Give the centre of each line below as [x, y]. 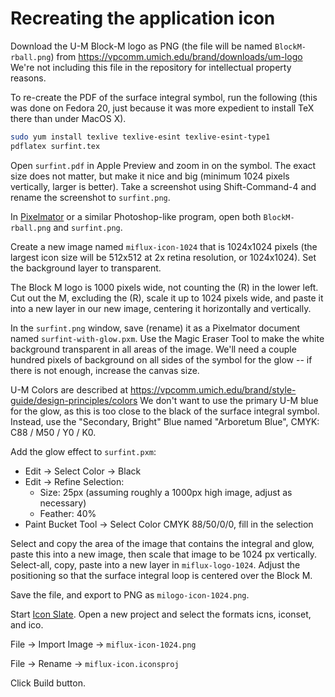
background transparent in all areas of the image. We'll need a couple [153, 349]
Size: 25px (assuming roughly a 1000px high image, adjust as [166, 492]
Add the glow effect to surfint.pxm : [83, 451]
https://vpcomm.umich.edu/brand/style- [213, 389]
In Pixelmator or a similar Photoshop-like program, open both [136, 216]
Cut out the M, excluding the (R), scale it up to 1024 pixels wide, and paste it [167, 298]
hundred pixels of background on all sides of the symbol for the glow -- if [161, 359]
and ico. [27, 624]
